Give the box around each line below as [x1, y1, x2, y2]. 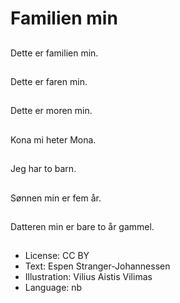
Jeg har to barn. [10, 163, 77, 175]
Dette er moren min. [10, 105, 93, 117]
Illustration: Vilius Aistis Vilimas [24, 271, 153, 283]
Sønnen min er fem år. [10, 192, 102, 204]
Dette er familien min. [10, 47, 99, 59]
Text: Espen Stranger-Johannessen [24, 260, 171, 272]
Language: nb [24, 282, 83, 294]
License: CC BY [24, 250, 90, 262]
